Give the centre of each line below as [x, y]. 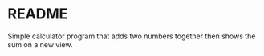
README [38, 14]
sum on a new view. [40, 44]
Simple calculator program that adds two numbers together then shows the [132, 36]
